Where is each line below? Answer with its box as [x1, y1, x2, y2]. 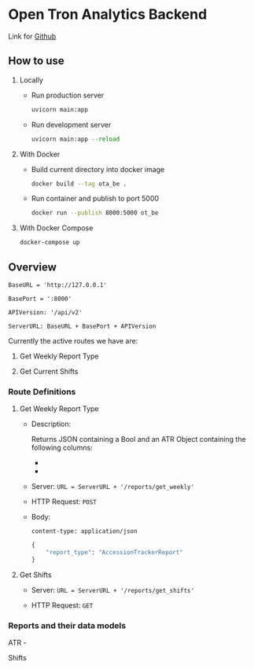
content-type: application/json [31, 527, 138, 535]
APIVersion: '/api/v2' [8, 308, 83, 316]
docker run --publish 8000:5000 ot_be [31, 209, 159, 217]
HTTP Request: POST [31, 497, 97, 506]
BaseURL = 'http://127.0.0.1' [8, 281, 108, 289]
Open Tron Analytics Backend [8, 6, 208, 24]
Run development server [31, 119, 112, 129]
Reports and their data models [8, 619, 127, 630]
